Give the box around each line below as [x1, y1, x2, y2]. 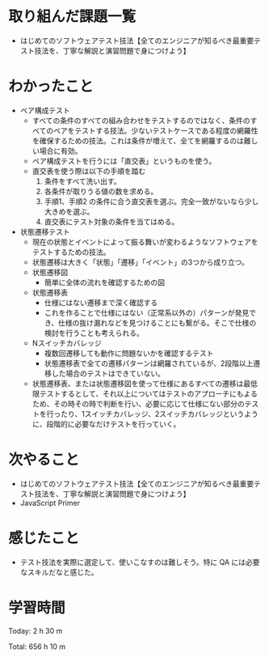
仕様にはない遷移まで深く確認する [44, 297, 158, 308]
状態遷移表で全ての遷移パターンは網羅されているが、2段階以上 [44, 358, 254, 368]
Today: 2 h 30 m [8, 626, 63, 635]
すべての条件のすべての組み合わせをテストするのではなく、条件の [32, 115, 250, 125]
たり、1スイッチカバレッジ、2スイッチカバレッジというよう [60, 409, 258, 418]
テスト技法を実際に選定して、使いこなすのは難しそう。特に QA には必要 [19, 557, 260, 567]
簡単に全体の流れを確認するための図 [44, 277, 166, 287]
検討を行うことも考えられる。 [44, 328, 144, 337]
